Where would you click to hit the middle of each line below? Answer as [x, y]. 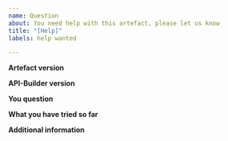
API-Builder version [42, 83]
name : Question [34, 16]
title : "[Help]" [35, 30]
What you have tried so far [53, 115]
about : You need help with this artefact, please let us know [114, 23]
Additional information [47, 130]
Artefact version [36, 68]
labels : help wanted [43, 38]
